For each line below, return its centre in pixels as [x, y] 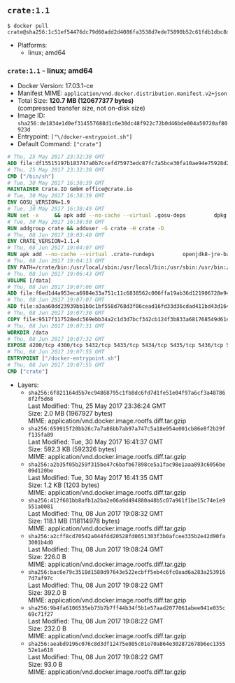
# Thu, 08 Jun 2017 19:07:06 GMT [56, 287]
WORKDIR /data [28, 332]
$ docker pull [28, 26]
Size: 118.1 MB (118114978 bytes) [74, 521]
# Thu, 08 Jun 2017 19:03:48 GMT [56, 235]
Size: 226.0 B [47, 556]
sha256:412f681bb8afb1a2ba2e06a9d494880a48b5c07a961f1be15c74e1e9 [127, 500]
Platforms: [32, 45]
